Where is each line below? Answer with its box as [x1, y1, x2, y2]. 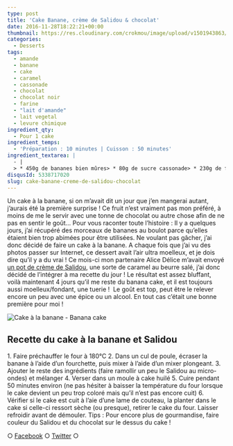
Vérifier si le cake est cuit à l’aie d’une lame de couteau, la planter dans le [7, 396, 216, 404]
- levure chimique [13, 119, 67, 127]
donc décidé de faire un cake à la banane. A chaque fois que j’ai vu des [7, 241, 212, 250]
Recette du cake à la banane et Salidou [7, 334, 178, 345]
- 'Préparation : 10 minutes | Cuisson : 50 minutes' [13, 146, 172, 153]
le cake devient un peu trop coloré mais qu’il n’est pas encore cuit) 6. [7, 389, 205, 397]
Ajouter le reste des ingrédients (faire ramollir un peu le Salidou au [7, 367, 196, 375]
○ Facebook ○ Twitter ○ [7, 431, 79, 440]
